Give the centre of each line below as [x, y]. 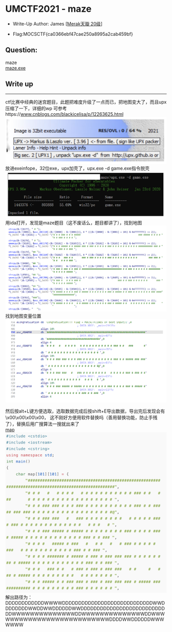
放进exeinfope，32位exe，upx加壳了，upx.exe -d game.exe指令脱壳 [78, 168]
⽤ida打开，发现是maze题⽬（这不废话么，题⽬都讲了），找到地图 [74, 222]
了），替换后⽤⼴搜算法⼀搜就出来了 [42, 424]
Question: [21, 50]
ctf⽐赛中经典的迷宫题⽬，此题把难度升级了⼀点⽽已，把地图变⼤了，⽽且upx [86, 102]
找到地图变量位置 [23, 316]
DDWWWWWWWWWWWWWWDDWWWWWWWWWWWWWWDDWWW [85, 614]
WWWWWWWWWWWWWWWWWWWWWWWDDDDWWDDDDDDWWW [85, 619]
